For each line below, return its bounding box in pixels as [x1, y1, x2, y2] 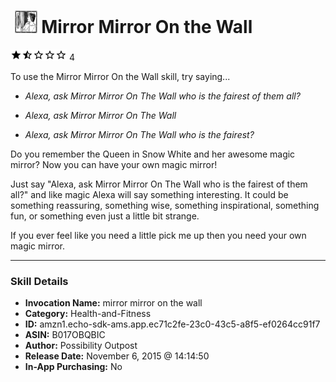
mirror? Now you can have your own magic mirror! [10, 158, 218, 170]
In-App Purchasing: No [24, 361, 123, 373]
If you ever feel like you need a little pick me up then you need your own [10, 229, 307, 241]
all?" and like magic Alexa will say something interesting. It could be [10, 188, 289, 200]
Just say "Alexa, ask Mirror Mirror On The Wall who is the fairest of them [10, 178, 308, 190]
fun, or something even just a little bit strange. [10, 210, 200, 222]
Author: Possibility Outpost [24, 340, 138, 352]
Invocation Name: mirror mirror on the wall [24, 297, 203, 309]
